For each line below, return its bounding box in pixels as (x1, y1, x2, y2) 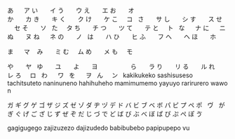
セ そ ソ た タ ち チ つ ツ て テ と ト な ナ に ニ (13, 24, 226, 32)
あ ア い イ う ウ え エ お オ (7, 6, 135, 14)
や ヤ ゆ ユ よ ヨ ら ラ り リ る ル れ (7, 62, 215, 70)
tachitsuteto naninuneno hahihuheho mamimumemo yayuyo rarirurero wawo (7, 79, 228, 87)
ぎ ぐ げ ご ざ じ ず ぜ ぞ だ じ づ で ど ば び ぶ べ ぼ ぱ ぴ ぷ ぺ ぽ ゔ (7, 110, 203, 118)
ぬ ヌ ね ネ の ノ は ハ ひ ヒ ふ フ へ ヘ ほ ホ (7, 32, 216, 41)
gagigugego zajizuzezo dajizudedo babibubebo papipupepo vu (7, 124, 190, 132)
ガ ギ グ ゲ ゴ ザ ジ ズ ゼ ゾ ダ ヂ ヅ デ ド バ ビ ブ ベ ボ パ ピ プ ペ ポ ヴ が (7, 101, 226, 109)
